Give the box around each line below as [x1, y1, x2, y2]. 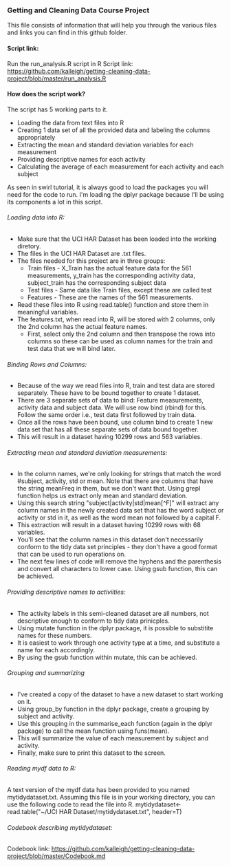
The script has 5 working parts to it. [7, 105, 108, 114]
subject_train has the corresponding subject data [27, 278, 166, 287]
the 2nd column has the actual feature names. [16, 322, 148, 330]
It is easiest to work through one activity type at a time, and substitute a [16, 639, 220, 647]
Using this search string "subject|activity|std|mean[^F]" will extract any [16, 499, 219, 507]
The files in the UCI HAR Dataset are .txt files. [16, 249, 146, 257]
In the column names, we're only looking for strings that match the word [16, 470, 221, 478]
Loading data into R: [7, 213, 65, 222]
